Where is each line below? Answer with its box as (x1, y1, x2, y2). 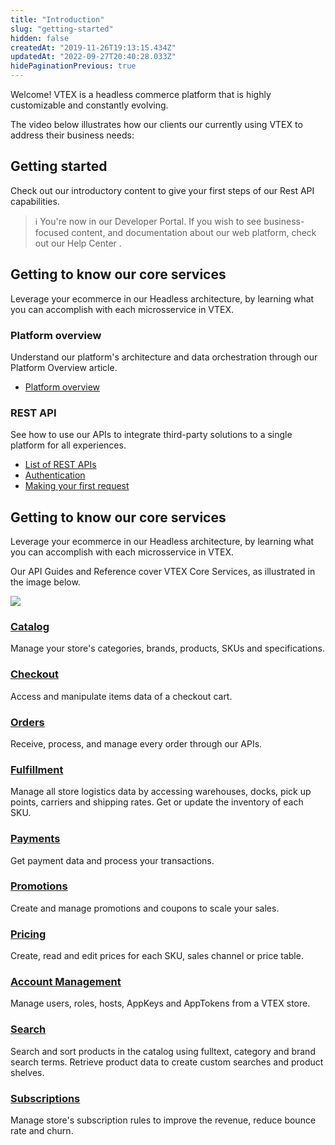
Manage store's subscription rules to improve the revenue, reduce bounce (10, 1114, 317, 1126)
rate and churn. (10, 1125, 74, 1136)
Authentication (24, 469, 86, 481)
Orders (10, 715, 45, 729)
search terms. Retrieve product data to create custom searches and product (10, 1056, 324, 1068)
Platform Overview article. (10, 361, 118, 373)
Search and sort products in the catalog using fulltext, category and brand (10, 1045, 316, 1057)
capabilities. (10, 195, 60, 207)
